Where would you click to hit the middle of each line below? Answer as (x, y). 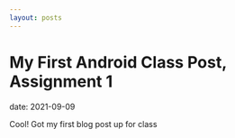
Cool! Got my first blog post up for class (83, 124)
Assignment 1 (61, 81)
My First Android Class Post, (118, 62)
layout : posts (36, 18)
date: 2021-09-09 (42, 106)
